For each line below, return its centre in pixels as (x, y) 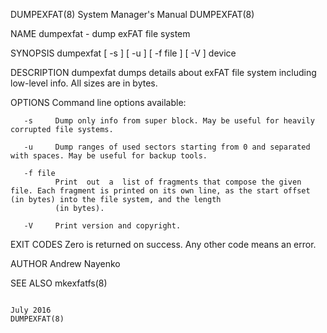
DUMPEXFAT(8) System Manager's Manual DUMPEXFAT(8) (132, 14)
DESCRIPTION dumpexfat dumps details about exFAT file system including (163, 72)
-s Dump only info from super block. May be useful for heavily (169, 121)
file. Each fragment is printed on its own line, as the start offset (160, 191)
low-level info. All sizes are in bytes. (84, 83)
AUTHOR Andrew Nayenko (65, 263)
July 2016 (31, 310)
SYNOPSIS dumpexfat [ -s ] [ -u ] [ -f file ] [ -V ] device (123, 53)
